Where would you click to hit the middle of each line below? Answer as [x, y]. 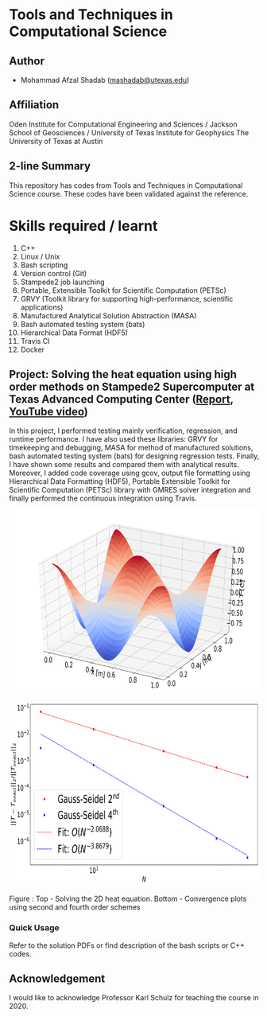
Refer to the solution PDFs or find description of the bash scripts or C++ [127, 945]
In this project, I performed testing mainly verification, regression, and [123, 431]
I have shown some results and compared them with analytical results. [124, 465]
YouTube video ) [48, 411]
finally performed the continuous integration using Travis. [103, 498]
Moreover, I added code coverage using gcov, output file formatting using [130, 473]
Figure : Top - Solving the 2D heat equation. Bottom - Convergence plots [128, 899]
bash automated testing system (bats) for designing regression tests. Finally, [134, 456]
